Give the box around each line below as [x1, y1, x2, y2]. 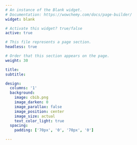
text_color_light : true [14, 118, 65, 123]
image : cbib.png [14, 95, 49, 100]
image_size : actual [14, 114, 56, 119]
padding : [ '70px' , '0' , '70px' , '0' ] [14, 128, 94, 133]
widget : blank [5, 17, 35, 22]
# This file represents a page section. [5, 40, 92, 45]
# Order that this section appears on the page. [5, 53, 110, 58]
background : [10, 90, 35, 96]
